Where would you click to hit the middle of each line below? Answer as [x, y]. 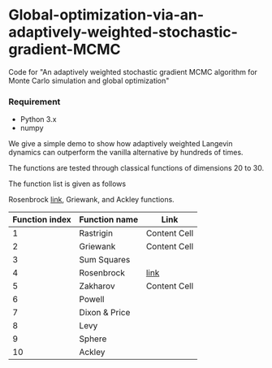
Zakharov [97, 286]
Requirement [35, 102]
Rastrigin [96, 233]
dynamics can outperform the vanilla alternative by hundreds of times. [126, 153]
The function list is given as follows [67, 184]
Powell [92, 300]
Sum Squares [105, 260]
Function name [109, 219]
